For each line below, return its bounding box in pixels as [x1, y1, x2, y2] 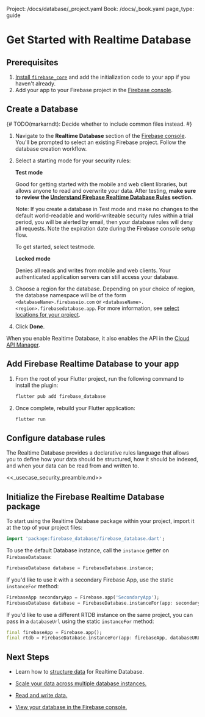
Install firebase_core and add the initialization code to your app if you [15, 73, 190, 81]
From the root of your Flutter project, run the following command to [15, 375, 184, 382]
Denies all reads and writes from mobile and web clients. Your [15, 267, 171, 274]
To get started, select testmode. [15, 243, 96, 250]
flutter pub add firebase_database [15, 393, 106, 399]
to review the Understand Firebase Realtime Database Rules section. [15, 193, 193, 201]
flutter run [15, 416, 46, 422]
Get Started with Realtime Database [6, 33, 191, 47]
